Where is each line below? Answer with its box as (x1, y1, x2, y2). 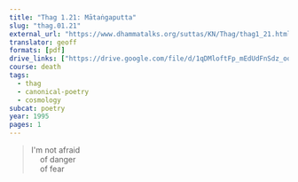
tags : (9, 71, 29, 80)
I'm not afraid (30, 145, 81, 155)
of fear (39, 163, 65, 174)
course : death (9, 63, 62, 72)
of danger (39, 154, 76, 164)
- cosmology (17, 95, 62, 105)
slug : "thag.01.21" (9, 21, 82, 30)
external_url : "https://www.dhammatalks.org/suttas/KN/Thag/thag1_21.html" (9, 29, 295, 38)
